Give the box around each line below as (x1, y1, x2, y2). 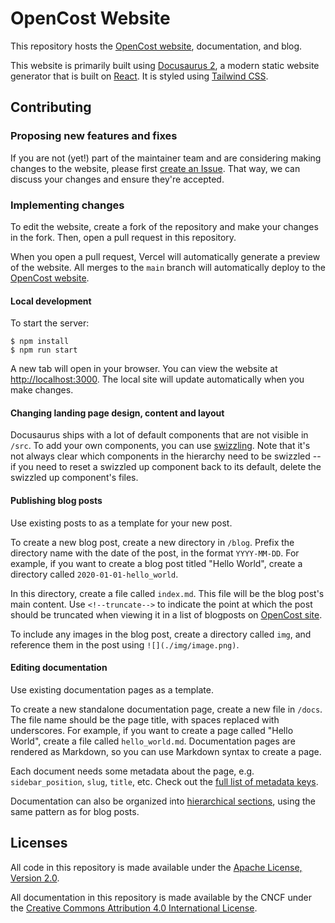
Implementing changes (10, 198, 125, 212)
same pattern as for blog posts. (10, 805, 140, 817)
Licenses (10, 835, 68, 852)
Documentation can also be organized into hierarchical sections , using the (10, 795, 317, 807)
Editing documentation (10, 662, 108, 674)
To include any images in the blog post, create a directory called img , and (10, 628, 312, 640)
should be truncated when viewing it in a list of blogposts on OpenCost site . (10, 608, 323, 621)
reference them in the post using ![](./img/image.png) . (10, 638, 240, 651)
